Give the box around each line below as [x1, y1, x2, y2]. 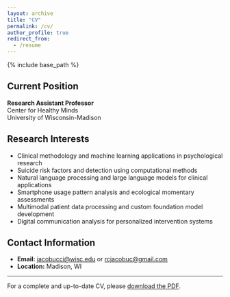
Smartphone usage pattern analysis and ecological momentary [16, 188, 195, 196]
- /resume [13, 42, 41, 49]
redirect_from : [7, 36, 51, 43]
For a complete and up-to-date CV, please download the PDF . [7, 282, 181, 290]
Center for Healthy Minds [7, 106, 79, 114]
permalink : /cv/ [7, 23, 53, 29]
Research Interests [7, 133, 90, 145]
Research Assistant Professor [7, 99, 94, 107]
